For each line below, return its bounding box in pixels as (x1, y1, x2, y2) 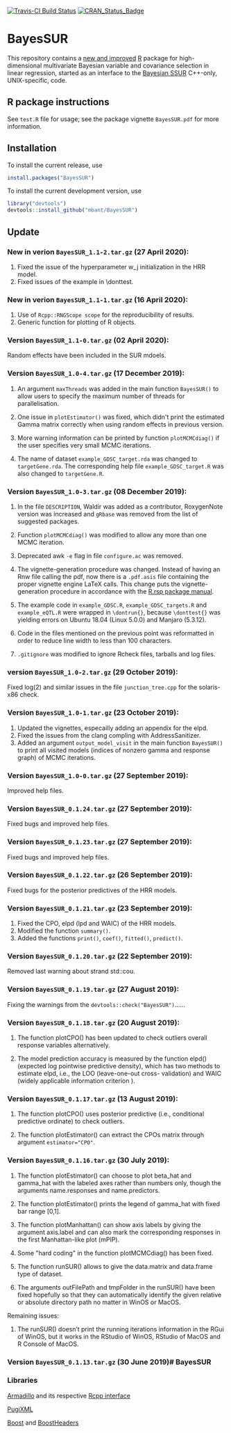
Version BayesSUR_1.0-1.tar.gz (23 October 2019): (7, 708, 179, 718)
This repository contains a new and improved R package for (7, 54, 178, 62)
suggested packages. (17, 517, 80, 525)
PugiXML (7, 1404, 33, 1413)
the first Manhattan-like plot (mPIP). (17, 1235, 120, 1244)
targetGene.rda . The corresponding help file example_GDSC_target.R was (17, 461, 224, 470)
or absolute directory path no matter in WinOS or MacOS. (17, 1298, 182, 1306)
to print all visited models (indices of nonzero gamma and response (17, 745, 210, 754)
